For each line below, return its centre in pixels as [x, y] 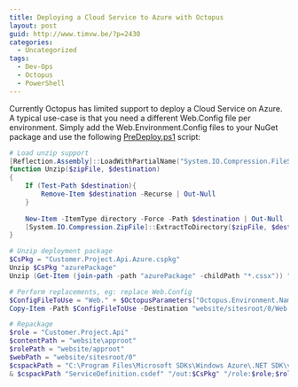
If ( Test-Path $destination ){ [81, 186]
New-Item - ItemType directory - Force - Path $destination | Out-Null [154, 219]
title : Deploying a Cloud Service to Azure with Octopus [117, 17]
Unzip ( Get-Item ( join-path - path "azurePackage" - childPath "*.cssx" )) [146, 275]
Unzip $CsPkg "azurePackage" [63, 267]
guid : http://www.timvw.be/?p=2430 [75, 34]
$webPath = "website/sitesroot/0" [73, 357]
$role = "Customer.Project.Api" [69, 333]
